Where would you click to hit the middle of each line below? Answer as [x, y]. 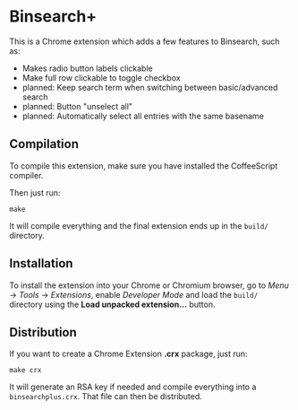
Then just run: [35, 192]
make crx [26, 371]
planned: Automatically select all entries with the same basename [143, 116]
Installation [41, 263]
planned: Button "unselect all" [77, 106]
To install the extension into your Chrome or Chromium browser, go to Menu [149, 285]
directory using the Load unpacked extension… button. [112, 304]
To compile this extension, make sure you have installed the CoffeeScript [144, 166]
